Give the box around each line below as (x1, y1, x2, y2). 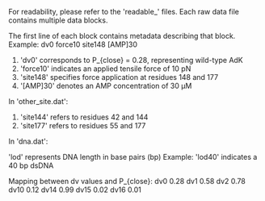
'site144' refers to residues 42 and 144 (19, 112, 149, 122)
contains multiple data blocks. (8, 15, 108, 25)
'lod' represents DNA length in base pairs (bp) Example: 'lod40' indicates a (8, 153, 258, 161)
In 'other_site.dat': (8, 97, 69, 106)
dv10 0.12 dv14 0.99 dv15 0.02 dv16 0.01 (8, 185, 141, 195)
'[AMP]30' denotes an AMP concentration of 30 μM (19, 81, 192, 90)
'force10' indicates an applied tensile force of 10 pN (19, 64, 191, 73)
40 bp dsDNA (8, 161, 54, 170)
